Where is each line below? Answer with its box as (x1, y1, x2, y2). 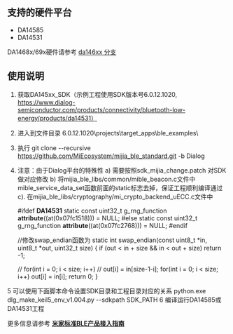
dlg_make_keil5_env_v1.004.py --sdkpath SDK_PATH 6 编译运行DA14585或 (7, 295, 222, 304)
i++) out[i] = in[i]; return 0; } (17, 272, 98, 281)
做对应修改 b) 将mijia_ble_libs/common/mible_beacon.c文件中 (17, 175, 196, 183)
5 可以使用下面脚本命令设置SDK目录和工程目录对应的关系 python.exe (7, 286, 206, 295)
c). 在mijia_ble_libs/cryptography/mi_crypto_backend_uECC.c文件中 (17, 192, 213, 201)
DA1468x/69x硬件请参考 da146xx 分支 (7, 48, 117, 56)
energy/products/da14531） (17, 114, 98, 122)
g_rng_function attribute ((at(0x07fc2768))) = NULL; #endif (17, 221, 188, 229)
